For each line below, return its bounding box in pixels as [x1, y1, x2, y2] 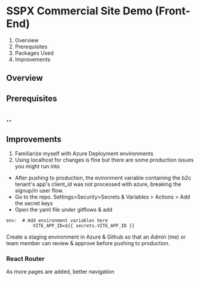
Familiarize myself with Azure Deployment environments [14, 149, 153, 157]
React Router [6, 254, 45, 262]
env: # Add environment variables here [6, 217, 109, 224]
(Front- [155, 4, 191, 18]
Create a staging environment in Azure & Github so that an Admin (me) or [6, 233, 186, 240]
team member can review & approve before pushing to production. [6, 239, 170, 246]
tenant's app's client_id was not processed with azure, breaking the [14, 181, 181, 188]
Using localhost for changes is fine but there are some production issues [14, 156, 194, 163]
